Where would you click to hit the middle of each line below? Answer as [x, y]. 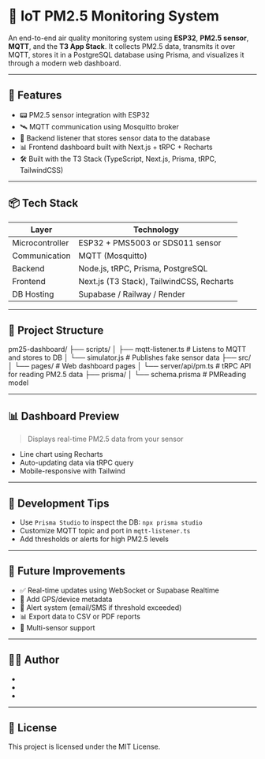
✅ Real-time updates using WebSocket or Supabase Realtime [119, 590]
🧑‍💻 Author [34, 660]
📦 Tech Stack [43, 203]
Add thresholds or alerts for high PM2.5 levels [94, 539]
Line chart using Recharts [61, 454]
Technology [156, 230]
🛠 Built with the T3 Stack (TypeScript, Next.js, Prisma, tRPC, [118, 159]
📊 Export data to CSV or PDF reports [80, 616]
